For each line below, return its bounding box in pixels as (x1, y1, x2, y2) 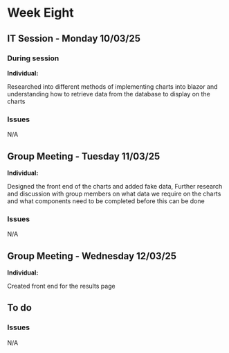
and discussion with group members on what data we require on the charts (7, 189, 221, 198)
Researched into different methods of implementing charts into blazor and (7, 82, 218, 91)
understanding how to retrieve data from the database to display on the (7, 89, 211, 98)
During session (7, 53, 59, 63)
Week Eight (7, 5, 74, 21)
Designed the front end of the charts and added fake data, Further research (7, 182, 223, 190)
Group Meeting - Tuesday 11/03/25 (7, 150, 161, 162)
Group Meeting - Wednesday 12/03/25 (7, 250, 177, 261)
